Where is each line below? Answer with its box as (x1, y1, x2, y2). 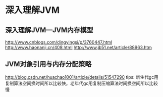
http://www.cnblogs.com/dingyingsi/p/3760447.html (5, 39, 112, 45)
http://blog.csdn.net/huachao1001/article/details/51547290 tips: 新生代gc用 (5, 74, 159, 80)
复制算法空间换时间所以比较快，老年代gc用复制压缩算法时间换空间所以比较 (5, 80, 158, 86)
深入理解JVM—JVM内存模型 (5, 26, 94, 34)
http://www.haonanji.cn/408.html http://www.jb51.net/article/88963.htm (5, 45, 152, 50)
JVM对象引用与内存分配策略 (5, 60, 92, 68)
